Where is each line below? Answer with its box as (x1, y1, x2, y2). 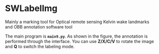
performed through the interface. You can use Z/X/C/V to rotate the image (5, 38, 154, 44)
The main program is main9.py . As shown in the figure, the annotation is (5, 33, 148, 39)
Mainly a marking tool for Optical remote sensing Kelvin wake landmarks (5, 19, 149, 25)
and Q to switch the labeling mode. (5, 43, 75, 49)
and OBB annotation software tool (5, 24, 73, 29)
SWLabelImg (5, 3, 58, 14)
